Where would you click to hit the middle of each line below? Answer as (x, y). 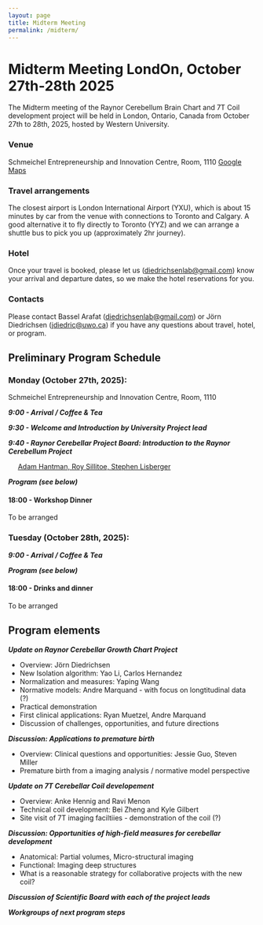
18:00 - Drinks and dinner (51, 588)
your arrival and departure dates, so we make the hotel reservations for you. (131, 279)
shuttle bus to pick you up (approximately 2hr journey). (97, 232)
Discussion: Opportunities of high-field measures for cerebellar (115, 833)
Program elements (54, 631)
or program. (27, 333)
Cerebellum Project (40, 451)
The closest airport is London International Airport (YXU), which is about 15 (130, 207)
